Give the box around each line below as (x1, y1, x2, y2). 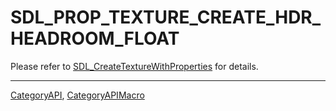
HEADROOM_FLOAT (10, 27, 180, 50)
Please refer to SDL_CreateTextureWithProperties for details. (10, 60, 259, 72)
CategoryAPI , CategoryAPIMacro (10, 89, 145, 101)
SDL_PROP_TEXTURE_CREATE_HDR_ (10, 6, 322, 29)
